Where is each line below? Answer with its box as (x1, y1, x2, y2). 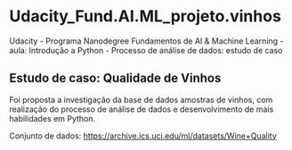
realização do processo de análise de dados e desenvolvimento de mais (9, 104, 274, 114)
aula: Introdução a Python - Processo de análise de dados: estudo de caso (9, 44, 283, 55)
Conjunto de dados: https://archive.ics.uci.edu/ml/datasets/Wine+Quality (9, 130, 278, 141)
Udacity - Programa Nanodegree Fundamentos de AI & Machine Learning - (9, 36, 284, 46)
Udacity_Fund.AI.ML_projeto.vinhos (9, 6, 282, 27)
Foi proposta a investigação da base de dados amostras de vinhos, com (9, 94, 273, 105)
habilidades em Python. (9, 113, 96, 123)
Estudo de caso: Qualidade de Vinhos (9, 71, 222, 86)
